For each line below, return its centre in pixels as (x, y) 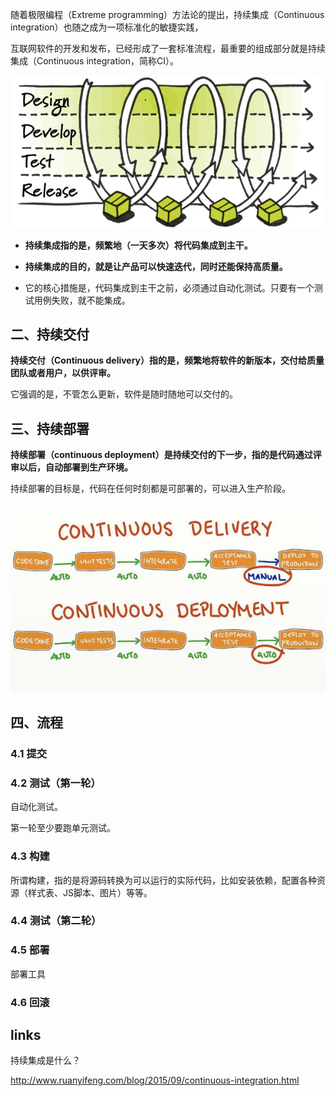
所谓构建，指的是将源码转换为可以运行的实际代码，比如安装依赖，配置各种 (163, 880)
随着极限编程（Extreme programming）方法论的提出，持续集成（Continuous (167, 14)
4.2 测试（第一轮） (56, 783)
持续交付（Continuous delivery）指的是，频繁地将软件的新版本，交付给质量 (167, 360)
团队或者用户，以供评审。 (63, 373)
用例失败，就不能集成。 (82, 300)
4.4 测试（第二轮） (56, 921)
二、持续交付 (50, 334)
